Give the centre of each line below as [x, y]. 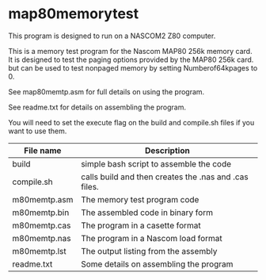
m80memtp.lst [40, 251]
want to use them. [38, 131]
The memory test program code [140, 199]
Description [167, 150]
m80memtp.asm [43, 199]
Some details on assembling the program [157, 264]
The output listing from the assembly [149, 251]
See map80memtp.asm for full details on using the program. [106, 91]
